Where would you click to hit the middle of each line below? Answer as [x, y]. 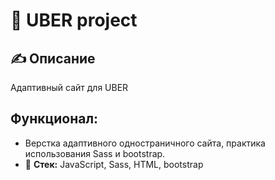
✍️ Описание [53, 58]
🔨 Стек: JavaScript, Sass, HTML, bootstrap [114, 164]
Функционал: [54, 119]
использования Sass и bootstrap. [95, 153]
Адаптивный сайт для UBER [69, 87]
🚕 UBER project [74, 20]
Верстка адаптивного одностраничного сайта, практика [145, 143]
